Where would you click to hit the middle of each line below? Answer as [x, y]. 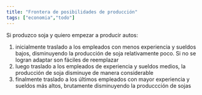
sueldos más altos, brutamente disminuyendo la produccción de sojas [103, 85]
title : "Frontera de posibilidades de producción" [72, 12]
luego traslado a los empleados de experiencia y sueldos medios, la [100, 66]
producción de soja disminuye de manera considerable [84, 72]
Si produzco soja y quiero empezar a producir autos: [72, 35]
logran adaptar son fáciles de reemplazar [67, 60]
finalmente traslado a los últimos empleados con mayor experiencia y [103, 79]
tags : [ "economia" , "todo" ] [41, 18]
